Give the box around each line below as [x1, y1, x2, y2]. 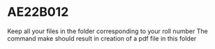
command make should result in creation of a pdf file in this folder [7, 34, 197, 42]
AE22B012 [7, 4, 69, 20]
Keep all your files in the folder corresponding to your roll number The [7, 27, 208, 35]
